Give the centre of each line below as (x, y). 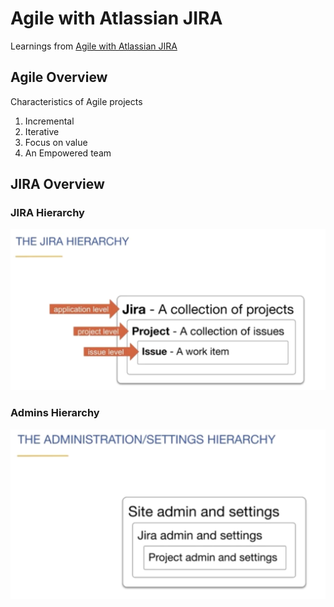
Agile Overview (59, 77)
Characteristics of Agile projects (76, 101)
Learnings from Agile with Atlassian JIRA (94, 46)
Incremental (49, 121)
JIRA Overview (57, 184)
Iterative (42, 131)
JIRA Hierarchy (47, 213)
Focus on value (56, 142)
